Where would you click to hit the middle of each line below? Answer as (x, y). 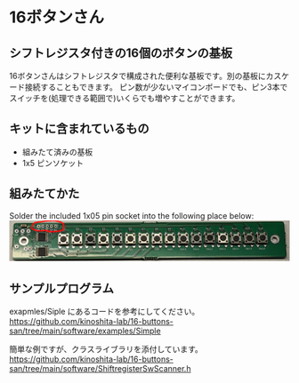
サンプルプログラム (61, 288)
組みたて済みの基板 (57, 152)
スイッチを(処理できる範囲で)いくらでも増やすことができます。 (125, 98)
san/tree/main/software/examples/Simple (85, 331)
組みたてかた (44, 194)
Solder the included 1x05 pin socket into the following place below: (132, 215)
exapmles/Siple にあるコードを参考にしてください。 (105, 312)
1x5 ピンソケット (53, 163)
